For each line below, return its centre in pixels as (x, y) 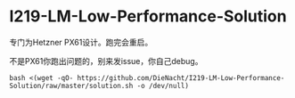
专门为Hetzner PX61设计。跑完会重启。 (81, 42)
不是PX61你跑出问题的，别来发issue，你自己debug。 (106, 61)
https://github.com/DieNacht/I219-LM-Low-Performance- (181, 78)
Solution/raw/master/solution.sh (71, 86)
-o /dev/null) (163, 86)
